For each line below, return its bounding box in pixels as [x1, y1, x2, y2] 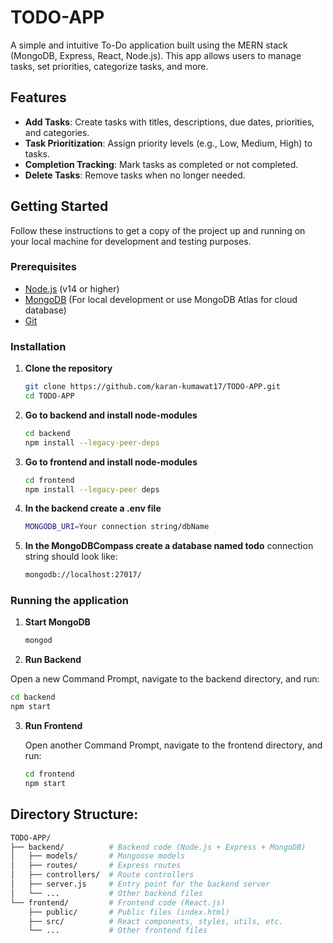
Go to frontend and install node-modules [24, 456, 198, 468]
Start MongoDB [24, 616, 91, 628]
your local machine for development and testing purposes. [10, 235, 252, 247]
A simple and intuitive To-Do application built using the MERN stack [10, 39, 288, 51]
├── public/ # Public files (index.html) [28, 907, 230, 917]
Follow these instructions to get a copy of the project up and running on [10, 224, 306, 236]
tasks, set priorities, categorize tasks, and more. [10, 60, 209, 72]
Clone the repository [24, 362, 113, 375]
